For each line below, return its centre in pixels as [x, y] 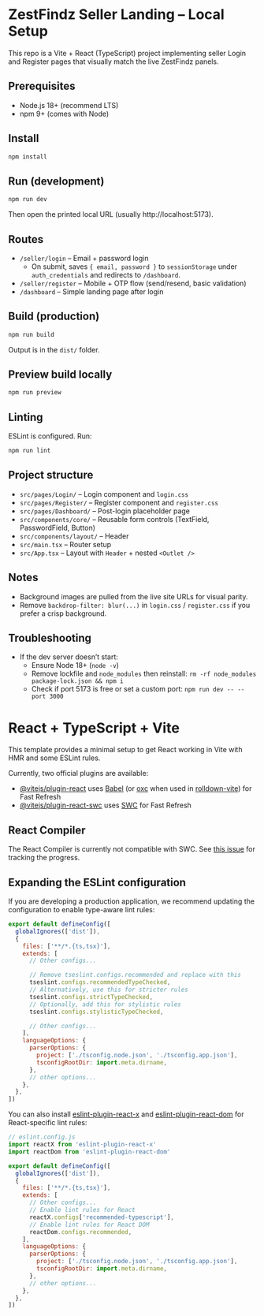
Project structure [51, 475]
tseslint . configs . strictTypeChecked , [91, 997]
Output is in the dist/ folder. [54, 349]
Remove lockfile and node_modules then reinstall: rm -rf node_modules [144, 674]
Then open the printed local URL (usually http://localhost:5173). [111, 214]
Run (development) [56, 181]
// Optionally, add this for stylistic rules [105, 1004]
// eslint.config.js [42, 1137]
